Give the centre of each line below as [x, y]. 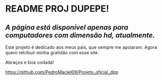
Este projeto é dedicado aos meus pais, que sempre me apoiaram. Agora [81, 47]
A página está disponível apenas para [67, 27]
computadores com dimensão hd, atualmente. [80, 35]
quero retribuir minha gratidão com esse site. [52, 53]
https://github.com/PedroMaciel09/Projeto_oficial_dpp [62, 72]
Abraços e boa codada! [30, 62]
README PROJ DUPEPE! [57, 9]
